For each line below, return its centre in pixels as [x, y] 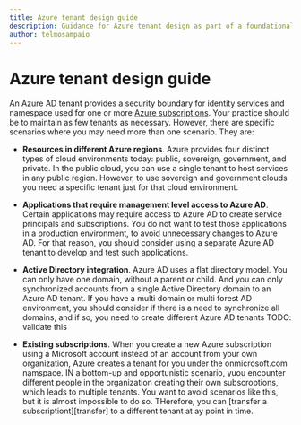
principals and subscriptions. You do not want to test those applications [154, 224]
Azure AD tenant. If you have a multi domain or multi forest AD [137, 299]
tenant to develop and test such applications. [105, 253]
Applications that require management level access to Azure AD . [145, 205]
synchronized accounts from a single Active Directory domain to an [146, 289]
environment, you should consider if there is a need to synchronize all [151, 308]
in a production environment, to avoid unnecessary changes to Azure [150, 233]
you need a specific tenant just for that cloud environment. [130, 187]
